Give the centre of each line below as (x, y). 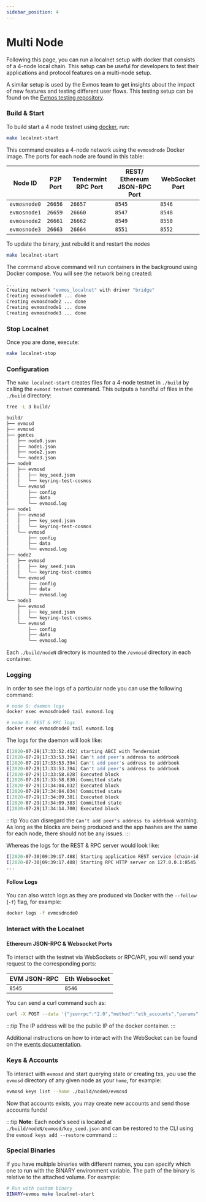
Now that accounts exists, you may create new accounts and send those (98, 1103)
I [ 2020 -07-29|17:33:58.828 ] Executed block (63, 775)
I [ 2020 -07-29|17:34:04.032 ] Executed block (63, 786)
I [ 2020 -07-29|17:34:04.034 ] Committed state (64, 792)
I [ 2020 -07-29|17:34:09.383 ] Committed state (64, 803)
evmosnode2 (25, 221)
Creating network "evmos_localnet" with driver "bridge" (81, 290)
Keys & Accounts (32, 1060)
